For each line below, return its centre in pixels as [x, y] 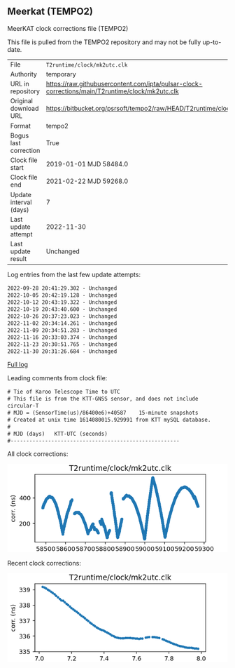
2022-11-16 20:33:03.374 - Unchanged [62, 337]
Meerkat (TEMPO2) [50, 12]
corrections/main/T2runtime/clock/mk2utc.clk [113, 91]
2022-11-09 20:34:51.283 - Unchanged [62, 330]
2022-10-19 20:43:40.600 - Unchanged [62, 309]
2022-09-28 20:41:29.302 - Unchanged [62, 288]
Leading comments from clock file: [57, 378]
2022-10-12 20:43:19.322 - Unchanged [62, 302]
